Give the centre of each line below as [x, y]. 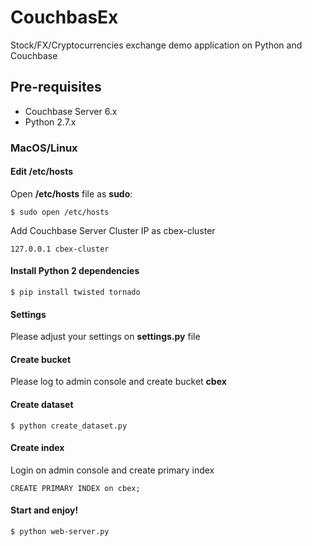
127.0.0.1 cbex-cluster [60, 249]
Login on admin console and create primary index [112, 470]
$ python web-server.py [60, 532]
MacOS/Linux [44, 148]
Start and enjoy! [44, 510]
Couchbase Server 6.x [71, 111]
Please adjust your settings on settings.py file [105, 337]
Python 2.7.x [50, 122]
